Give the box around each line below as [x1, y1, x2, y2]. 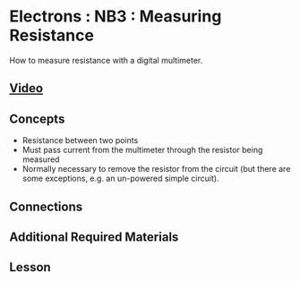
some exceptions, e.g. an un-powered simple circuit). [21, 173, 219, 184]
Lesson [9, 260, 51, 275]
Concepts [9, 111, 65, 126]
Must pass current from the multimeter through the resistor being [21, 145, 263, 156]
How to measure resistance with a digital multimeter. [9, 55, 203, 65]
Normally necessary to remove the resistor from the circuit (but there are [21, 164, 291, 175]
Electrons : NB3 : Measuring [9, 6, 222, 27]
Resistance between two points [21, 135, 139, 146]
